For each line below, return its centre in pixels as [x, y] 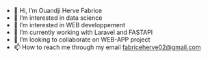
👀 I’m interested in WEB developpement [69, 25]
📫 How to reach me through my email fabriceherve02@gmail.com [107, 47]
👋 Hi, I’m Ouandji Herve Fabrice [58, 11]
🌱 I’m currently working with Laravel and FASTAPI [83, 32]
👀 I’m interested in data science [58, 18]
